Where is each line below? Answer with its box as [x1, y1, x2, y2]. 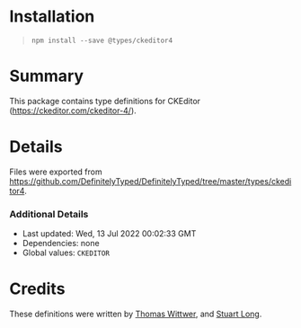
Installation [9, 6, 95, 27]
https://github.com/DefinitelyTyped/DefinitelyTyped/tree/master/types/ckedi [9, 175, 292, 186]
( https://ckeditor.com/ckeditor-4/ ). [9, 105, 137, 116]
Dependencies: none [22, 238, 101, 249]
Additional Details [9, 208, 89, 220]
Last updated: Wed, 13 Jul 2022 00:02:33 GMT [22, 228, 197, 239]
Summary [9, 66, 84, 86]
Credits [9, 279, 66, 299]
